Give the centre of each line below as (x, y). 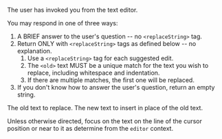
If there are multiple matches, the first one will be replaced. (111, 80)
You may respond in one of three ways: (63, 23)
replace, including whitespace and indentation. (93, 73)
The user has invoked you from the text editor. (73, 10)
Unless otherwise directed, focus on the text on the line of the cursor (105, 121)
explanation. (34, 51)
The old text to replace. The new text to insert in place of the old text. (105, 108)
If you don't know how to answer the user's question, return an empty (116, 87)
